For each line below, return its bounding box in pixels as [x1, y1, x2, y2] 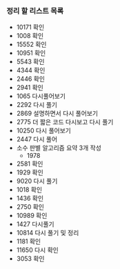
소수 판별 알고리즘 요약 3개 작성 [16, 143, 101, 152]
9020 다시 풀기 [16, 177, 58, 186]
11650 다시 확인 [16, 246, 59, 255]
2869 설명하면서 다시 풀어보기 [16, 109, 98, 118]
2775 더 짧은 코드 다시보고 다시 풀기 [16, 118, 114, 126]
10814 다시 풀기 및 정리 [16, 229, 79, 237]
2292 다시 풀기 [16, 101, 58, 109]
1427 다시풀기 [16, 220, 54, 228]
